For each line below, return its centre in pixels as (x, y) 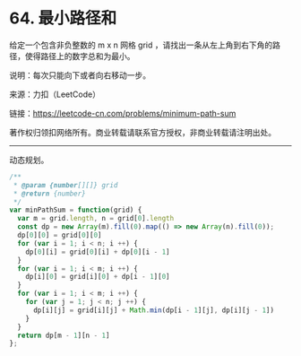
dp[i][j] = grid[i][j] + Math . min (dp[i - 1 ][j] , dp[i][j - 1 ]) (154, 310)
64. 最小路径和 (63, 18)
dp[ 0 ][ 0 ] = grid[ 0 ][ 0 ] (60, 235)
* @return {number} (50, 194)
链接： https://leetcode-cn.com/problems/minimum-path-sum (123, 113)
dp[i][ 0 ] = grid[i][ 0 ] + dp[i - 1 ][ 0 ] (98, 277)
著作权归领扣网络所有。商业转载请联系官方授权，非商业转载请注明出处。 (142, 132)
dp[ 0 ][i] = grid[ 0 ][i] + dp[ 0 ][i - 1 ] (98, 252)
